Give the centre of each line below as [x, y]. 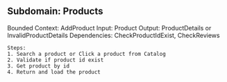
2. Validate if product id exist [56, 60]
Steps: [17, 48]
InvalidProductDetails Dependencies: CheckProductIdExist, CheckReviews [113, 35]
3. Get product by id [39, 66]
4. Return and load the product [54, 72]
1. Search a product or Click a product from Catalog [87, 54]
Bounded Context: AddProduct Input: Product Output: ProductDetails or [109, 28]
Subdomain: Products [55, 11]
